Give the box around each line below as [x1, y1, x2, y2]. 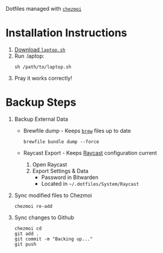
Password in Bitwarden [41, 174, 99, 181]
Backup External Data [14, 115, 69, 123]
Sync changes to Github [14, 213, 75, 221]
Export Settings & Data [32, 167, 88, 174]
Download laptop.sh [14, 46, 66, 53]
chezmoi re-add [14, 203, 53, 209]
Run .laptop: [14, 52, 45, 59]
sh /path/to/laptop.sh [14, 64, 72, 70]
